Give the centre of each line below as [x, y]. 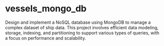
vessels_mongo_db [46, 9]
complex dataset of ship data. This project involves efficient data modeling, [82, 27]
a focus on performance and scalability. [46, 38]
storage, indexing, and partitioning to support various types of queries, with [82, 33]
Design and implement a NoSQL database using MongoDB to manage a [78, 22]
